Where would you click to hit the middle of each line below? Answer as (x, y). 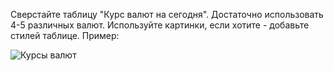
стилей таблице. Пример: (65, 35)
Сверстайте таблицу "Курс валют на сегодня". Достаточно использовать (167, 14)
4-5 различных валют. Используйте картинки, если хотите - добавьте (160, 25)
